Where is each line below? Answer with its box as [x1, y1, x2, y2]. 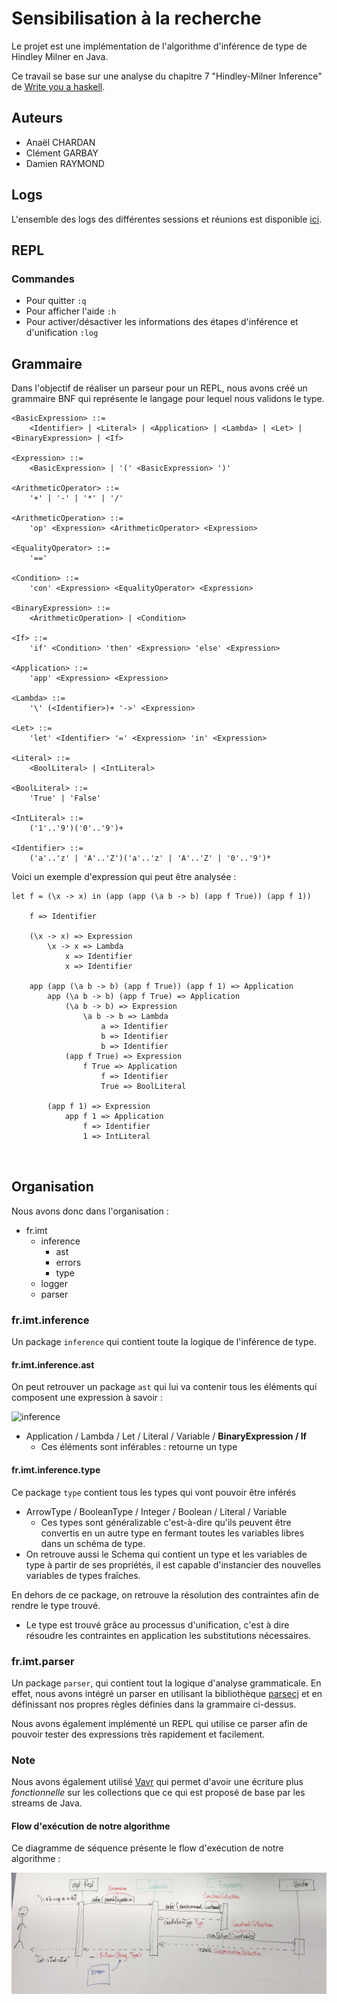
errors [55, 1256, 82, 1268]
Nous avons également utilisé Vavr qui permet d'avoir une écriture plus [11, 1776, 304, 1788]
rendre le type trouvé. [11, 1599, 101, 1611]
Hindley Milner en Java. [11, 50, 109, 62]
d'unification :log [25, 327, 99, 339]
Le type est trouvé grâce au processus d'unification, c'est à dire [25, 1618, 290, 1631]
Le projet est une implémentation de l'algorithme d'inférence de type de [11, 40, 308, 52]
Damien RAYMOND [25, 157, 105, 169]
